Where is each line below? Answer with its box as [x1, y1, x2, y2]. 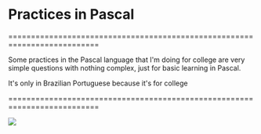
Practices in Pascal [8, 5, 135, 24]
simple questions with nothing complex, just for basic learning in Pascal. [8, 63, 241, 72]
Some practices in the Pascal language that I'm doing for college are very [8, 55, 245, 64]
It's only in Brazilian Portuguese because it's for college [8, 78, 188, 88]
